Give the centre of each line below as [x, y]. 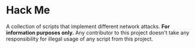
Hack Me [28, 10]
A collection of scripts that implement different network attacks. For [88, 26]
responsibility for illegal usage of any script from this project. [80, 39]
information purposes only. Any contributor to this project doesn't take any [98, 32]
